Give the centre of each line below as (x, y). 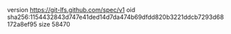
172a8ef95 (22, 24)
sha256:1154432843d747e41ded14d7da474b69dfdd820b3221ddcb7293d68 (115, 17)
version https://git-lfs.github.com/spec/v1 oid (71, 10)
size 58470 (54, 24)
